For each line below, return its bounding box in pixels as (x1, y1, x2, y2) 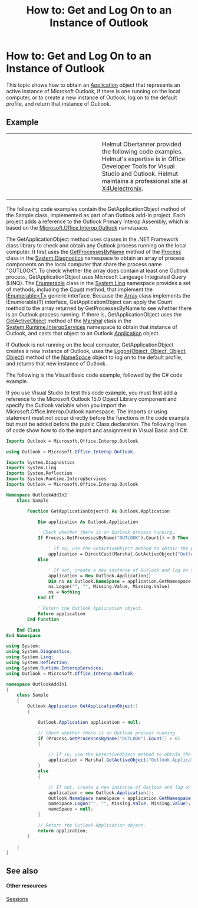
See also (6, 865, 38, 876)
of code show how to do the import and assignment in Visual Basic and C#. (6, 426, 189, 434)
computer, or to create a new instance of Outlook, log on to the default (6, 94, 177, 101)
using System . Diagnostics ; (6, 649, 72, 655)
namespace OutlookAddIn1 (6, 681, 67, 687)
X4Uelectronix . (102, 184, 143, 192)
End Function (27, 616, 60, 622)
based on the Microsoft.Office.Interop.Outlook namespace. (6, 224, 149, 231)
